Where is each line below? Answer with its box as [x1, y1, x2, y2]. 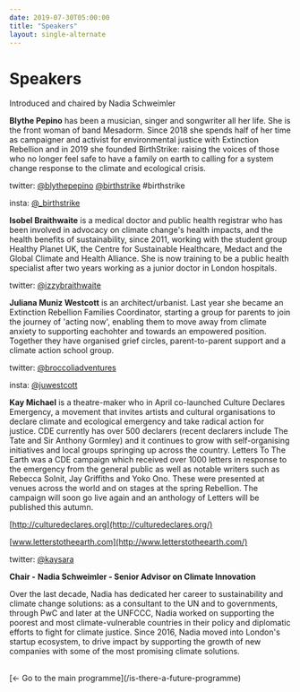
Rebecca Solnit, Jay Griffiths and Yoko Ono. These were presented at [9, 473, 265, 484]
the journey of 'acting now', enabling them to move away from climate [9, 316, 267, 327]
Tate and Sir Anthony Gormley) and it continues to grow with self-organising [9, 436, 290, 446]
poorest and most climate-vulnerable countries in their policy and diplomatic [9, 618, 291, 628]
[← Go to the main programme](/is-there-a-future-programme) [9, 673, 242, 684]
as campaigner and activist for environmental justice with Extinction [9, 134, 260, 145]
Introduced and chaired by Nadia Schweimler [9, 98, 176, 108]
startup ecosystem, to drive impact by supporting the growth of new [9, 636, 261, 647]
